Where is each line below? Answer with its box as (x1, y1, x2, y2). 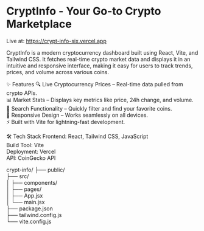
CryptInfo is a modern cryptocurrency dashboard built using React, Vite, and (6, 49, 199, 56)
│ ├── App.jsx (6, 191, 43, 199)
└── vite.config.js (6, 218, 52, 225)
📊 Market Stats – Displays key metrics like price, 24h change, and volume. (6, 96, 194, 103)
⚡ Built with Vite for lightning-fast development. (6, 118, 125, 125)
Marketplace (6, 17, 72, 31)
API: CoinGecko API (6, 154, 56, 162)
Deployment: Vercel (6, 148, 56, 155)
